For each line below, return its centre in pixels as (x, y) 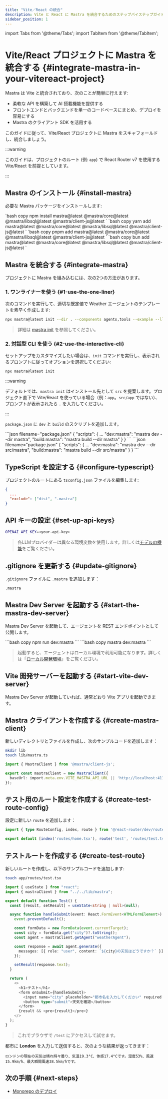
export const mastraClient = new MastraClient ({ (57, 773)
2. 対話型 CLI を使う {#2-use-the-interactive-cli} (65, 344)
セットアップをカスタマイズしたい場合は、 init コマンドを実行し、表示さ (80, 356)
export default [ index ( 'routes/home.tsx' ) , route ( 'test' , (67, 839)
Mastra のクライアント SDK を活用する (52, 123)
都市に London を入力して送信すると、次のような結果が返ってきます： (78, 1045)
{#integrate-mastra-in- (91, 68)
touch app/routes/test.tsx (33, 878)
